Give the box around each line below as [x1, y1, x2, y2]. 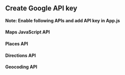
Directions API [5, 52, 36, 58]
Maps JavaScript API [5, 29, 50, 35]
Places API [5, 41, 29, 47]
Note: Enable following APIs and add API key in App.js [5, 17, 120, 23]
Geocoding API [5, 64, 38, 70]
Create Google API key [5, 4, 78, 13]
